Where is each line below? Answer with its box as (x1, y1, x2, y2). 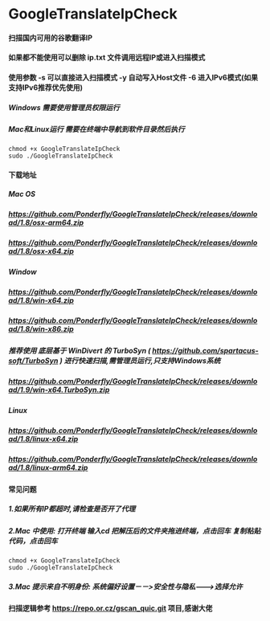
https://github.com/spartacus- (152, 345, 259, 355)
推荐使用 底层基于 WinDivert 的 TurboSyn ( (8, 345, 151, 355)
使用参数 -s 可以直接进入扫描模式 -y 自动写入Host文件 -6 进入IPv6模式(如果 (8, 72, 259, 82)
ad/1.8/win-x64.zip (8, 296, 75, 305)
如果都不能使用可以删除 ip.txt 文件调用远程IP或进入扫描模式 (8, 53, 206, 63)
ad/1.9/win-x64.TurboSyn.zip (8, 385, 110, 394)
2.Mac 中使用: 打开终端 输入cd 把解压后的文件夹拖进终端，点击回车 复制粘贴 (8, 525, 261, 535)
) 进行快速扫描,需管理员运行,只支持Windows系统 (59, 355, 221, 366)
